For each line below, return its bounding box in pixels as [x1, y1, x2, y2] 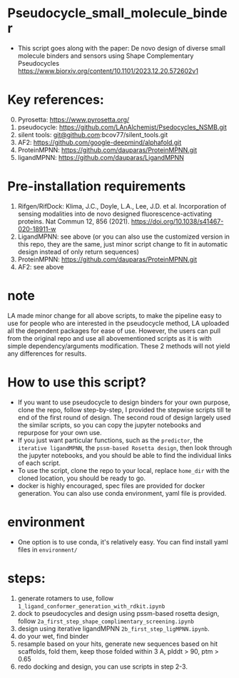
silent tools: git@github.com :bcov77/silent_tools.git [17, 130, 168, 139]
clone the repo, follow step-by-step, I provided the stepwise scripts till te [17, 405, 232, 414]
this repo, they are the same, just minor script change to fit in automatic [17, 239, 228, 248]
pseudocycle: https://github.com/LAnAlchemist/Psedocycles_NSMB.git [17, 123, 227, 131]
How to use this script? [7, 374, 146, 390]
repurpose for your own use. [17, 428, 102, 437]
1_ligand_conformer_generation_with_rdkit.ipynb [17, 602, 166, 610]
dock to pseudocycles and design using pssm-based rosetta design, [17, 609, 220, 617]
